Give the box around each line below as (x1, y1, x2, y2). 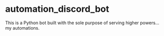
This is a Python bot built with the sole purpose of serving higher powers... (5, 20, 159, 26)
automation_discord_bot (5, 3, 109, 15)
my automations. (5, 25, 40, 31)
